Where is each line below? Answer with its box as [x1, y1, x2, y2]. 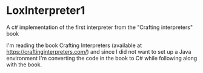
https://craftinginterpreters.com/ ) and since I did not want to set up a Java [6, 48, 191, 55]
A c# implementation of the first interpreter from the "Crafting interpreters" [6, 24, 193, 31]
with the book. [6, 61, 42, 68]
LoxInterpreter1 [6, 4, 85, 17]
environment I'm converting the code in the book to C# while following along [6, 54, 198, 62]
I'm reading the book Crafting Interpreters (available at [6, 42, 142, 49]
